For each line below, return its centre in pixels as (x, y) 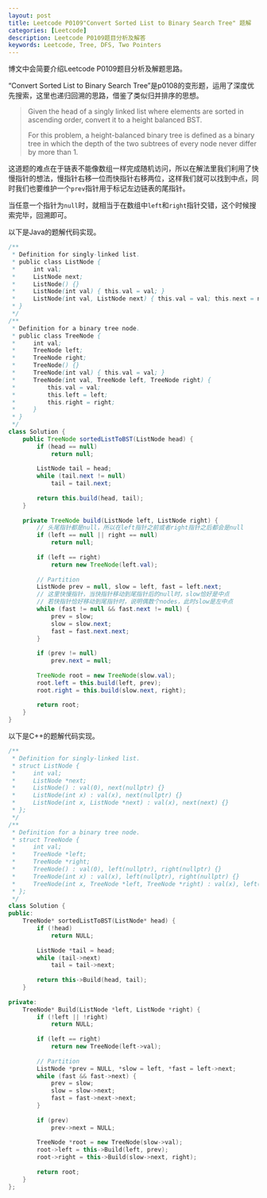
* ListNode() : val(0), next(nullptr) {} (88, 788)
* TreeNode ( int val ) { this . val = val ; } (88, 373)
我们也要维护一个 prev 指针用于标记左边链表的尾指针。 (102, 188)
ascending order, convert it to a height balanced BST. (115, 120)
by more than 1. (53, 153)
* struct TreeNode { (46, 840)
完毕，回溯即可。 (43, 215)
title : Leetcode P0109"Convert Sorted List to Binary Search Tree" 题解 (130, 23)
